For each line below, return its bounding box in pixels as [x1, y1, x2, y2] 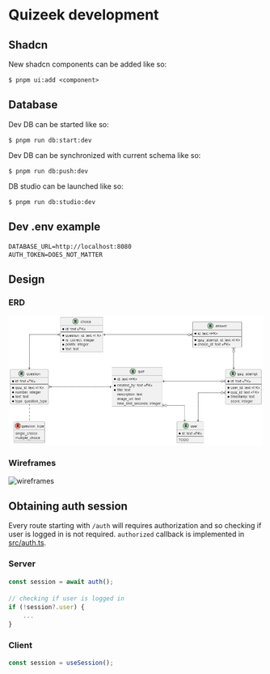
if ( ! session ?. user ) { [8, 604, 85, 612]
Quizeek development [8, 6, 159, 24]
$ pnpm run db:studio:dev [8, 198, 95, 206]
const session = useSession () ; [8, 659, 114, 668]
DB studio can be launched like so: [8, 181, 124, 191]
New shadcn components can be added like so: [8, 59, 167, 69]
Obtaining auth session [8, 500, 128, 514]
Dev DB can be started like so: [8, 119, 109, 129]
